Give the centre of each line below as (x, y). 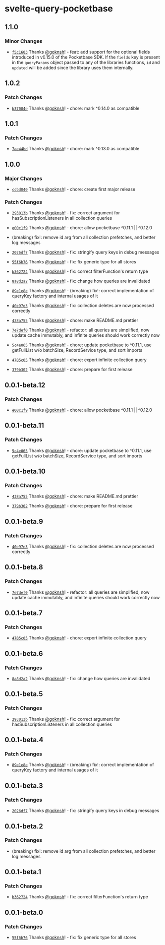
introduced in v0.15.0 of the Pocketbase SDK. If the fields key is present (86, 57)
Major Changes (24, 178)
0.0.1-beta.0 (24, 913)
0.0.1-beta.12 (25, 385)
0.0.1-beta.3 (24, 786)
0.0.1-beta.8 (24, 567)
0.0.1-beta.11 (24, 425)
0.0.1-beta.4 (24, 740)
